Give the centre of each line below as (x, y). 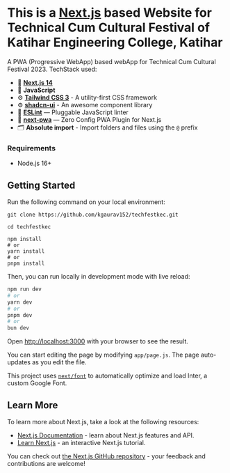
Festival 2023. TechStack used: (52, 69)
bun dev (18, 328)
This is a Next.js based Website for (109, 13)
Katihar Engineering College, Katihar (115, 42)
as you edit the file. (59, 362)
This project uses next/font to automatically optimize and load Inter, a (107, 376)
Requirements (32, 148)
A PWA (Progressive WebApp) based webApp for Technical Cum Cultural (112, 61)
